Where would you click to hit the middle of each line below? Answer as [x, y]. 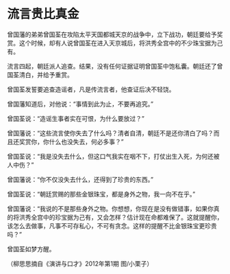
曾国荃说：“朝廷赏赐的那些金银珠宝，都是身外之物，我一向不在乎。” [101, 194]
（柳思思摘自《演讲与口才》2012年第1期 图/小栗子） [80, 263]
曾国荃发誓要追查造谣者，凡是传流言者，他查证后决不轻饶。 [91, 89]
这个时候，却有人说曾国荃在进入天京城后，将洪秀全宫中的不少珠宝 [112, 43]
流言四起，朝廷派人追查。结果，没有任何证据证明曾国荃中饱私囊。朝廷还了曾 [115, 66]
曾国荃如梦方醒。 [31, 249]
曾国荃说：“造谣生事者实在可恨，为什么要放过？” [76, 118]
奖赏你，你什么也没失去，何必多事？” [72, 141]
